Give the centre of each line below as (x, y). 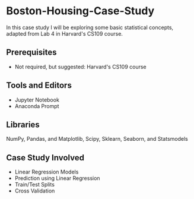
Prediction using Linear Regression (57, 178)
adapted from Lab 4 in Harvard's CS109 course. (65, 33)
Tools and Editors (39, 85)
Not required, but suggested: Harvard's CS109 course (80, 67)
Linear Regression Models (47, 172)
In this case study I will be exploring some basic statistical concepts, (90, 27)
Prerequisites (31, 53)
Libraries (23, 124)
